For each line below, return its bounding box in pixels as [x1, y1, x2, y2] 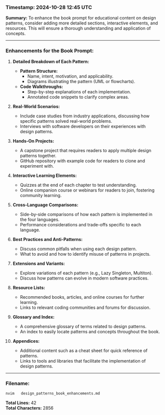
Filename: [5, 380, 30, 387]
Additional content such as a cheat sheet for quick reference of [20, 348, 148, 353]
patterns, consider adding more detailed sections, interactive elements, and [5, 20, 158, 26]
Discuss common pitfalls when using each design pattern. [20, 246, 137, 252]
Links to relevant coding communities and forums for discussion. [20, 305, 151, 310]
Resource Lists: [12, 284, 46, 290]
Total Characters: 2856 [5, 405, 54, 411]
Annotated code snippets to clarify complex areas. [27, 94, 129, 100]
